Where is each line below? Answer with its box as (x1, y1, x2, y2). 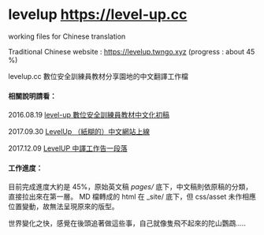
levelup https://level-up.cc (8, 6, 188, 24)
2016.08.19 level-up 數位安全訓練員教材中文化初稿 (8, 110, 169, 120)
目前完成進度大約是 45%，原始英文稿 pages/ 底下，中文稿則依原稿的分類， (8, 182, 253, 192)
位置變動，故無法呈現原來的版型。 (8, 202, 119, 211)
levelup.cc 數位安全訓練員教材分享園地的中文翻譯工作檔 (8, 71, 189, 80)
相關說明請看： (8, 91, 57, 100)
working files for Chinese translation (8, 32, 126, 41)
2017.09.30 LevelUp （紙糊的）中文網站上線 (8, 127, 151, 136)
